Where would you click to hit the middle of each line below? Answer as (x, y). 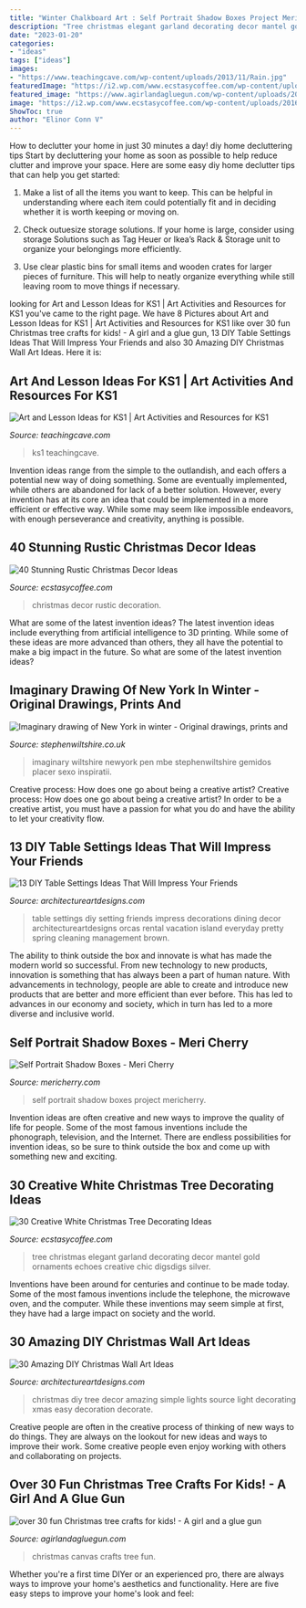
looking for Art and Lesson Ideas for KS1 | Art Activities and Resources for (148, 304)
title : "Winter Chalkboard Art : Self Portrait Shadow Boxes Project (144, 18)
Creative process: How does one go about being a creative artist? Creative (149, 789)
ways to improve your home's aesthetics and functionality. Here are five (144, 1583)
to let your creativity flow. (57, 818)
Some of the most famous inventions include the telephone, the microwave (150, 1294)
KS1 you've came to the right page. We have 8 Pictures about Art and (139, 314)
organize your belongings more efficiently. (102, 249)
